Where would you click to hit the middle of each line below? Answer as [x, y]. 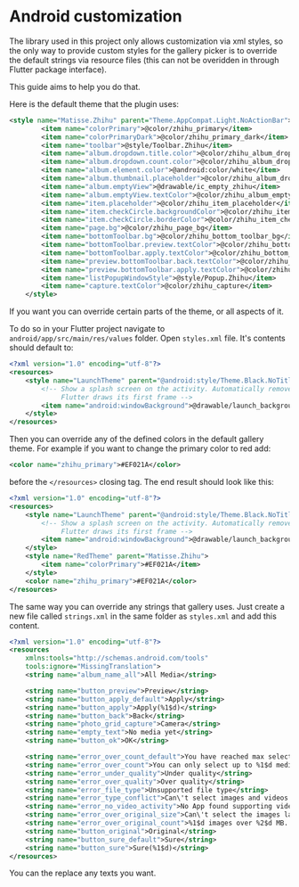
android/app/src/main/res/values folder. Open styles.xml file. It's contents [148, 338]
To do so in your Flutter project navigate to [87, 329]
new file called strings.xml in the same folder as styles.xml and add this [143, 616]
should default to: [41, 348]
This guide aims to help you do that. [75, 86]
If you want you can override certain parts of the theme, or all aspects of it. [147, 312]
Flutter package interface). [58, 70]
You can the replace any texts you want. [83, 873]
